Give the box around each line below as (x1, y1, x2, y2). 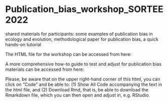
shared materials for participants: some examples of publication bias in (5, 31, 153, 37)
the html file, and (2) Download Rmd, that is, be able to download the (5, 86, 149, 92)
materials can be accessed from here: (5, 66, 85, 72)
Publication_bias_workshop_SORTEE (5, 4, 163, 15)
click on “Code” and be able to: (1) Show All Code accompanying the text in (5, 81, 162, 87)
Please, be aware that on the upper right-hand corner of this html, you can (5, 76, 160, 82)
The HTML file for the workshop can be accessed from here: (5, 51, 132, 57)
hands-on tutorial (5, 41, 41, 47)
